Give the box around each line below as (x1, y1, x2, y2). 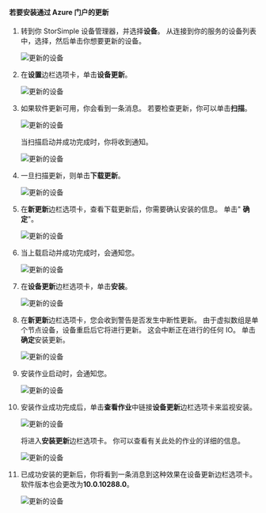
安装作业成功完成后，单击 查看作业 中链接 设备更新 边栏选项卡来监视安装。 (20, 402, 256, 412)
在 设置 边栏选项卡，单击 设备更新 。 (20, 70, 132, 79)
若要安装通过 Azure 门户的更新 (9, 7, 109, 17)
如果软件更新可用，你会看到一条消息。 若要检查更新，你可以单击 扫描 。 (20, 104, 252, 113)
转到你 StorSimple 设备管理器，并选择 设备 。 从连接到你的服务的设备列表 (20, 26, 256, 36)
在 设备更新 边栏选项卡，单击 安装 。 (20, 282, 132, 291)
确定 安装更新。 (20, 335, 70, 344)
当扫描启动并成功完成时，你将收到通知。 (20, 137, 153, 146)
